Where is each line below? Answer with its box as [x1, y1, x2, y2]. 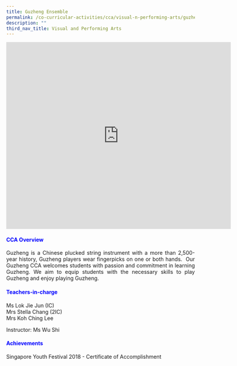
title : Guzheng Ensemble [6, 8, 68, 15]
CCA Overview [6, 236, 44, 243]
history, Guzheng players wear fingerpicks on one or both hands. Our [19, 255, 195, 263]
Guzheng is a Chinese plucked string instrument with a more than [6, 249, 177, 257]
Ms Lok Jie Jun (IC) [6, 301, 55, 309]
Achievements [6, 340, 44, 347]
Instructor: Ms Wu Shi [6, 326, 60, 333]
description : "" [6, 20, 47, 26]
